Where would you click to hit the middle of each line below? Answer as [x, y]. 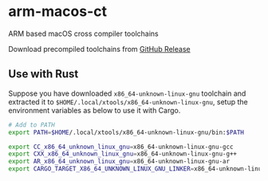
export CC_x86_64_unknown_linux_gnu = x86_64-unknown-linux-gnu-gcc [121, 147]
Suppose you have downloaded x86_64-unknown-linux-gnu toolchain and [127, 93]
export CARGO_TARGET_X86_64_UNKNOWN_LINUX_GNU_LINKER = [101, 169]
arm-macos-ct [58, 12]
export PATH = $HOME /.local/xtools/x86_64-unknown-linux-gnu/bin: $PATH [126, 132]
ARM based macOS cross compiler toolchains [83, 33]
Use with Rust [43, 74]
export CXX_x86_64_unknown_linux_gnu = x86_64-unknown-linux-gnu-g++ [123, 154]
